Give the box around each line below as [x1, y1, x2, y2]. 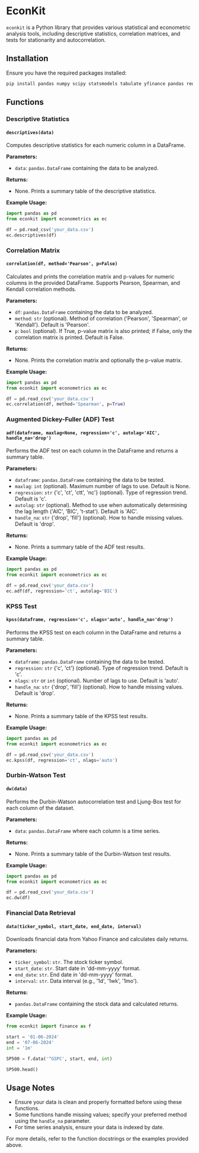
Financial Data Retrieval [6, 909, 76, 917]
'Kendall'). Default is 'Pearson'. [14, 321, 90, 328]
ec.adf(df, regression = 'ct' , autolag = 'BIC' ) [6, 588, 118, 594]
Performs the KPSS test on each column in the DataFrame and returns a [6, 629, 182, 636]
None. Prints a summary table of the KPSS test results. [14, 713, 148, 720]
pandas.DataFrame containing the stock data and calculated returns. [14, 1000, 179, 1008]
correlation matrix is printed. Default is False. [14, 334, 124, 341]
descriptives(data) [6, 129, 54, 136]
